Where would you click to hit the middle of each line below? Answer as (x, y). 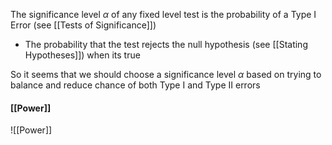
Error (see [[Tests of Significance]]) (83, 25)
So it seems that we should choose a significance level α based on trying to (166, 74)
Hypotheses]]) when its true (82, 55)
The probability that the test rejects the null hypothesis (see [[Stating (166, 44)
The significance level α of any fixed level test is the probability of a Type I (163, 14)
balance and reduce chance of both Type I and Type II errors (135, 85)
